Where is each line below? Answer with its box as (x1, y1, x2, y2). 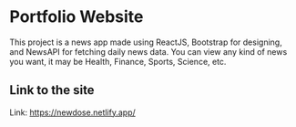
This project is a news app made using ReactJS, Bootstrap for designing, (9, 37, 282, 48)
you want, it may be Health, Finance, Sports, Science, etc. (9, 56, 227, 67)
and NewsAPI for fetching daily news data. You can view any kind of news (9, 46, 288, 57)
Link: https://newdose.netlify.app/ (9, 107, 137, 118)
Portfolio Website (9, 6, 144, 27)
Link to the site (9, 82, 95, 98)
